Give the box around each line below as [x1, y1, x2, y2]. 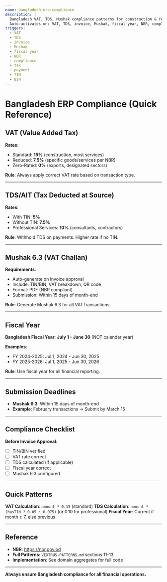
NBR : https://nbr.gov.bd [12, 546, 61, 552]
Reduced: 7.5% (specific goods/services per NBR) [12, 157, 116, 163]
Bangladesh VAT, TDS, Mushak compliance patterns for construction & [9, 16, 157, 21]
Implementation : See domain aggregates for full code [12, 557, 123, 563]
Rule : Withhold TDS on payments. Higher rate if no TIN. [5, 234, 119, 240]
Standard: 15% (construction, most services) [12, 152, 104, 158]
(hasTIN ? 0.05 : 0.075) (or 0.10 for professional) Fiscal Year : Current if [5, 508, 154, 514]
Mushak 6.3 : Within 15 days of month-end [12, 401, 99, 406]
